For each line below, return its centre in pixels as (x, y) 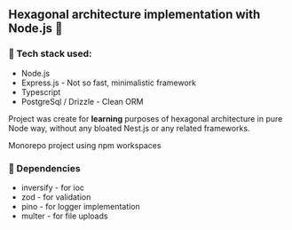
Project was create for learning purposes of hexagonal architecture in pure (146, 118)
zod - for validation (56, 197)
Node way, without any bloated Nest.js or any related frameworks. (129, 128)
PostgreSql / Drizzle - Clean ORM (82, 101)
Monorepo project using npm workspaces (85, 145)
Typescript (41, 91)
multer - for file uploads (64, 216)
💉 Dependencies (44, 168)
